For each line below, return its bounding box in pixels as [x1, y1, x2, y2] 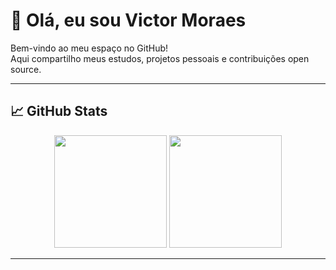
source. [10, 63, 42, 75]
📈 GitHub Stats [10, 103, 108, 120]
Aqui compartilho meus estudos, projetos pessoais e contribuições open [10, 52, 310, 64]
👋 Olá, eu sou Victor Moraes [10, 9, 247, 32]
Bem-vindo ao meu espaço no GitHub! [10, 42, 169, 54]
